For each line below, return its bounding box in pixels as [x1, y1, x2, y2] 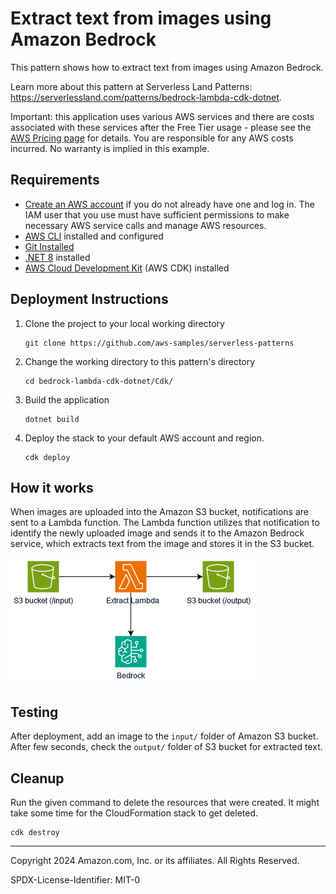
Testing [10, 703, 59, 721]
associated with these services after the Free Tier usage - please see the [10, 121, 312, 133]
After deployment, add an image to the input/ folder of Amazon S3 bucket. [10, 730, 319, 742]
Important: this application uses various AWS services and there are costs [10, 110, 315, 122]
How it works [10, 479, 94, 496]
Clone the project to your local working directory [24, 317, 225, 329]
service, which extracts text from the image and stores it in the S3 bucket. [10, 538, 315, 550]
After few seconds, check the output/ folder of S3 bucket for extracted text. [10, 741, 323, 753]
